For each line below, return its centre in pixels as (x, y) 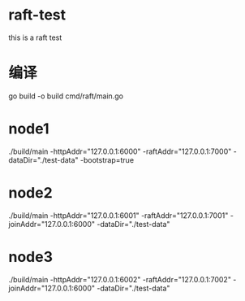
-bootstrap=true (107, 159)
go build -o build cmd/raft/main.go (66, 96)
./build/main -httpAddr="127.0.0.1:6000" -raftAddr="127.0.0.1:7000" (120, 151)
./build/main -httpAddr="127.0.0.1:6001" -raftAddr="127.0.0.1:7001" (118, 215)
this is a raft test (35, 37)
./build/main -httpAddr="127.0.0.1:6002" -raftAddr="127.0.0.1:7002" (120, 279)
